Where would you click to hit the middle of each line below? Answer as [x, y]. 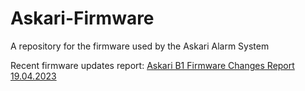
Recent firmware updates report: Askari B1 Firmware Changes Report [152, 65]
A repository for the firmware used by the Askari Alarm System [140, 46]
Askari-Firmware [82, 18]
